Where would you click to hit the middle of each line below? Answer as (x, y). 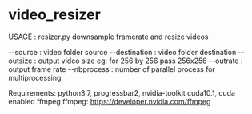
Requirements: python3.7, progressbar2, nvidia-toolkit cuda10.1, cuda (122, 92)
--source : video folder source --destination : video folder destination (122, 52)
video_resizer (55, 15)
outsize (20, 61)
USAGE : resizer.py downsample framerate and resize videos (109, 37)
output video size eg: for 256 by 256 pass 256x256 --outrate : (140, 61)
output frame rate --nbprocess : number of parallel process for (112, 69)
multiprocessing (35, 77)
